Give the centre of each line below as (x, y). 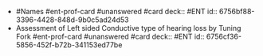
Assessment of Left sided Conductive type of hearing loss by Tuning (128, 28)
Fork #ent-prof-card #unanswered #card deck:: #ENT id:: (110, 36)
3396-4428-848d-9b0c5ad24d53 (72, 20)
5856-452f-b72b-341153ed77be (69, 45)
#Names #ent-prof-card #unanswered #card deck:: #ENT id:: (116, 11)
